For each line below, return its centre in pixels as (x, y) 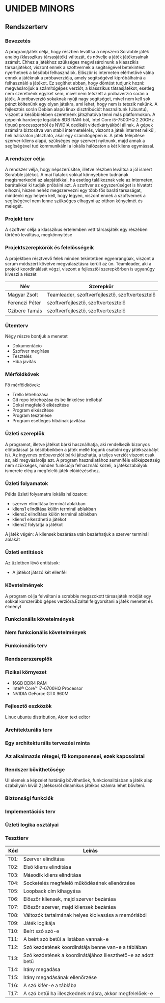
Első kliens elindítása (47, 867)
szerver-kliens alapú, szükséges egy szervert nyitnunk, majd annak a (75, 141)
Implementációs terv (30, 811)
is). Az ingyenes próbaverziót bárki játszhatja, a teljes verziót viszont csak (80, 455)
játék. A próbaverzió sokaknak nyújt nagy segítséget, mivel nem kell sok (78, 99)
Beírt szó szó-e (41, 931)
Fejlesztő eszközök (28, 706)
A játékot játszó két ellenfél (40, 572)
